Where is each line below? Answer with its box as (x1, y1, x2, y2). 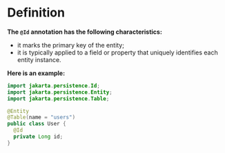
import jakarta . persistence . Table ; (7, 95, 110, 102)
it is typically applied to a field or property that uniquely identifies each (17, 48, 219, 57)
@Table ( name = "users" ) (7, 114, 76, 121)
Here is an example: (7, 69, 66, 77)
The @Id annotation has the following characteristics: (7, 28, 162, 36)
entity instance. (17, 55, 61, 63)
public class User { (7, 121, 67, 127)
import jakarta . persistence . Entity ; (7, 88, 112, 96)
